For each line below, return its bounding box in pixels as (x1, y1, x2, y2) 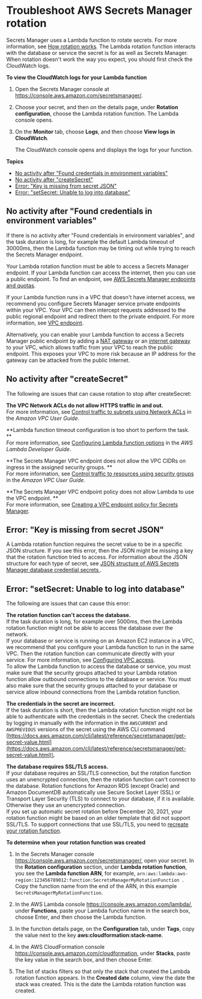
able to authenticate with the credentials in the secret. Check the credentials (6, 713, 195, 720)
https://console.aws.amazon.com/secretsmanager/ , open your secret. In (14, 857, 194, 864)
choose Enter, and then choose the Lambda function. (14, 913, 147, 921)
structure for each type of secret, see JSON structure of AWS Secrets (6, 560, 179, 567)
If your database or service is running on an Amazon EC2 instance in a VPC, (6, 637, 195, 644)
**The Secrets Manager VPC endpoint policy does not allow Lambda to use (6, 488, 194, 495)
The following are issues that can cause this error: (6, 600, 130, 607)
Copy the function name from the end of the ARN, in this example (14, 883, 177, 890)
